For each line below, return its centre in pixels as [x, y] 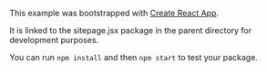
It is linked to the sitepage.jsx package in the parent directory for [131, 30]
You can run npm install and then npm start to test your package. [133, 57]
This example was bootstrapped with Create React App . [114, 13]
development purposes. [54, 40]
